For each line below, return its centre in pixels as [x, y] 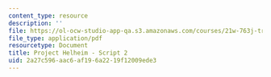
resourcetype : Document [48, 46]
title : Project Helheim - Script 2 [68, 53]
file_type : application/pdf [56, 38]
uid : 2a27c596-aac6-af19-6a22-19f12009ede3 [83, 61]
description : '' [35, 23]
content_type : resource [48, 16]
